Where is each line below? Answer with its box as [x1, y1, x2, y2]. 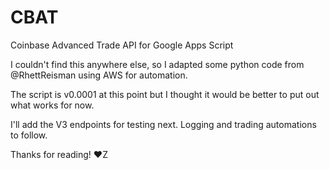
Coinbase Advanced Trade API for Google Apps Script [10, 39, 234, 51]
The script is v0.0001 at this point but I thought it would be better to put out [10, 88, 320, 100]
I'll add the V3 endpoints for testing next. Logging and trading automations [10, 118, 317, 130]
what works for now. [10, 99, 95, 111]
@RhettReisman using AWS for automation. [10, 69, 188, 81]
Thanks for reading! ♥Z [10, 148, 108, 160]
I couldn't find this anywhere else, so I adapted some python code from [10, 58, 305, 70]
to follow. [10, 129, 48, 141]
